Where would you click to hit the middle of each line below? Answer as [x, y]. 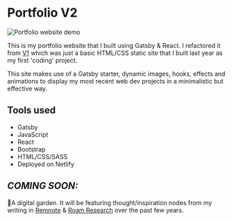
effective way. [27, 88]
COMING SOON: [43, 186]
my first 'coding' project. [42, 60]
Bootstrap [31, 149]
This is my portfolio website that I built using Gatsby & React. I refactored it [114, 45]
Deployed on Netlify [46, 164]
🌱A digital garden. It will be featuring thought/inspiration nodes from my [110, 202]
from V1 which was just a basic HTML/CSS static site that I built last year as [115, 53]
